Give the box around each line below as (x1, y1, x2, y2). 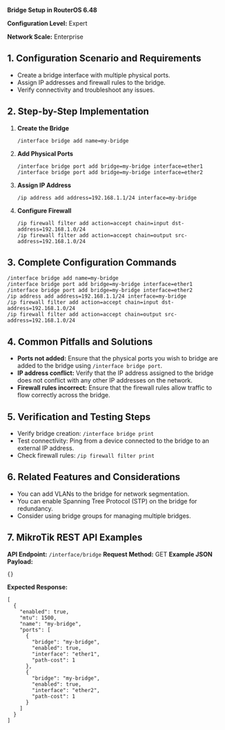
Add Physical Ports (17, 149, 74, 157)
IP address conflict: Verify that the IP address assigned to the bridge (17, 369, 214, 377)
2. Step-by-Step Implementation (7, 106, 150, 117)
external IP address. (17, 444, 75, 452)
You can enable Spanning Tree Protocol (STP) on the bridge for (17, 497, 197, 505)
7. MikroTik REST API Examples (7, 532, 143, 544)
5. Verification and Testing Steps (7, 411, 151, 423)
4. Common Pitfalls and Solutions (7, 336, 153, 347)
